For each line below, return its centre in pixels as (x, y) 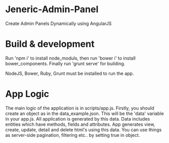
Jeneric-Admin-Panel (52, 9)
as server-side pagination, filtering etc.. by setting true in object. (73, 135)
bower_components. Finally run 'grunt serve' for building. (65, 63)
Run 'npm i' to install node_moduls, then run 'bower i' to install (71, 58)
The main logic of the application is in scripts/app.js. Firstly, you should (80, 108)
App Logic (27, 94)
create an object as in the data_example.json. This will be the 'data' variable (84, 113)
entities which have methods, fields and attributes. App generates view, (80, 124)
